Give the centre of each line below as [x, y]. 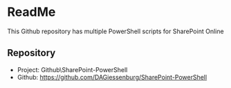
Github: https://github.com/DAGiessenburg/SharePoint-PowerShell [112, 77]
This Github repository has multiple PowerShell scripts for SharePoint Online [115, 31]
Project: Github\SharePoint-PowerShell [72, 69]
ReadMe [31, 12]
